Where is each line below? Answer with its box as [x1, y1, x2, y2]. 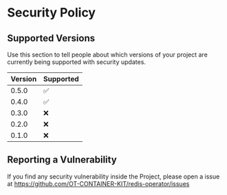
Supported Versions [7, 32, 95, 44]
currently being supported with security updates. [7, 58, 147, 66]
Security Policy [7, 5, 96, 21]
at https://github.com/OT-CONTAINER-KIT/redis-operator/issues [7, 179, 190, 187]
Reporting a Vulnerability [7, 154, 117, 166]
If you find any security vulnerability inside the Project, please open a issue [7, 172, 220, 181]
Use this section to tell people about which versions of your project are [7, 50, 208, 59]
